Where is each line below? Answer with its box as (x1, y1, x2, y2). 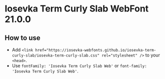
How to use (4, 33, 40, 42)
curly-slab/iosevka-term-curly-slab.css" (11, 53, 99, 58)
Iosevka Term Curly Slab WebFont (4, 3, 149, 14)
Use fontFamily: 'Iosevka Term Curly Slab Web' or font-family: (11, 63, 147, 68)
